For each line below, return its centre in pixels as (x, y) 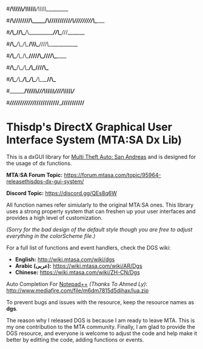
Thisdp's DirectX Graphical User (89, 127)
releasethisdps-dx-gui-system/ (45, 181)
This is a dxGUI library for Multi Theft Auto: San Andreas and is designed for (101, 156)
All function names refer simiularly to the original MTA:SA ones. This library (100, 205)
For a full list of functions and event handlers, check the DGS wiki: (88, 247)
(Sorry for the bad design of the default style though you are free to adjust (99, 229)
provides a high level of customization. (55, 218)
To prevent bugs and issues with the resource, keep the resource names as (100, 302)
